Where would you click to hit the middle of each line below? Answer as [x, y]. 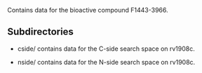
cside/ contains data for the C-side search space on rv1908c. [106, 49]
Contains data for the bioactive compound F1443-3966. [88, 10]
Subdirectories [40, 32]
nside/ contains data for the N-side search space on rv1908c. [106, 62]
